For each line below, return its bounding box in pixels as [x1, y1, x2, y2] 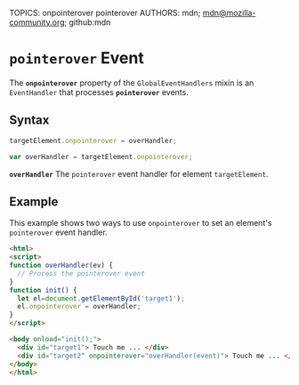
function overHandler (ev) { [9, 261, 114, 270]
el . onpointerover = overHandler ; [17, 302, 141, 311]
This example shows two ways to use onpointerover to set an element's [9, 218, 272, 229]
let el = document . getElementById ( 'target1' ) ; [17, 293, 185, 303]
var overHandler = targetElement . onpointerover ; [9, 152, 193, 161]
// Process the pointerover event [17, 269, 145, 278]
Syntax [9, 113, 50, 128]
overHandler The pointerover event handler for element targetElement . [9, 168, 269, 179]
